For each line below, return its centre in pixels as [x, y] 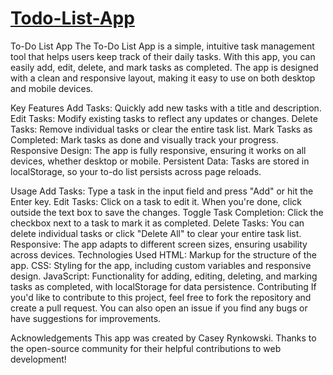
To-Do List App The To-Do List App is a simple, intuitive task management [162, 46]
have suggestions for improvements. [86, 318]
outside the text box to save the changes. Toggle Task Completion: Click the [167, 212]
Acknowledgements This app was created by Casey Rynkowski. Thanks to [163, 338]
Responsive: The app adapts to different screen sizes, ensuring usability [159, 244]
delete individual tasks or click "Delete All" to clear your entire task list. [156, 233]
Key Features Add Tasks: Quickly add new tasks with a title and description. [166, 108]
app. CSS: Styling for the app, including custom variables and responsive [161, 265]
